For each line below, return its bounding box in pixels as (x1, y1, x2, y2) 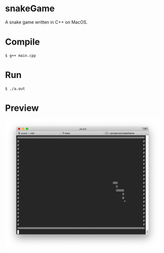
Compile (5, 36, 40, 48)
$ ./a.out (5, 86, 26, 91)
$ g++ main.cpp (5, 53, 36, 58)
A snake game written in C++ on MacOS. (5, 19, 88, 25)
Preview (5, 102, 39, 113)
